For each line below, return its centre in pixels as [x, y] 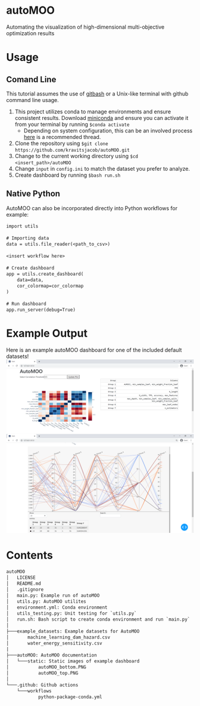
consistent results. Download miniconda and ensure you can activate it [101, 118]
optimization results [30, 33]
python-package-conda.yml [70, 697]
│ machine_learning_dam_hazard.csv [58, 637]
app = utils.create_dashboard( [45, 274]
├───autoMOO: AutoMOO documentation [51, 655]
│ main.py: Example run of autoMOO [53, 596]
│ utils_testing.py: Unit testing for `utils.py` [71, 613]
